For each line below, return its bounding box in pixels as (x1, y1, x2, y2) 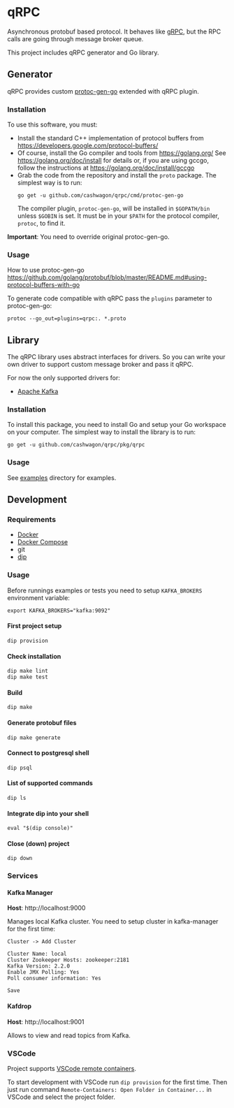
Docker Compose (17, 538, 68, 546)
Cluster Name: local (7, 951, 68, 958)
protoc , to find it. (17, 219, 66, 228)
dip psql (7, 764, 33, 771)
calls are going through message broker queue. (7, 34, 144, 43)
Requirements (7, 515, 57, 525)
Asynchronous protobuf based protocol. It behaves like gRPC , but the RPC (7, 27, 221, 36)
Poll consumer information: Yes (7, 975, 101, 982)
